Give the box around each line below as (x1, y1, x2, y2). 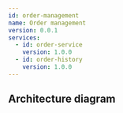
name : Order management (8, 19, 87, 27)
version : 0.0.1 (8, 26, 58, 34)
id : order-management (8, 11, 80, 20)
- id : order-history (15, 56, 83, 64)
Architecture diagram (8, 92, 116, 106)
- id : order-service (15, 41, 83, 49)
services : (8, 33, 41, 42)
